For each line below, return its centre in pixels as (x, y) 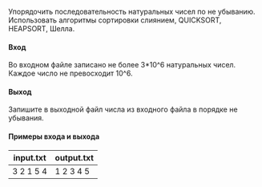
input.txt (30, 157)
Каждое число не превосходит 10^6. (71, 73)
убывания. (26, 118)
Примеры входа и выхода (54, 136)
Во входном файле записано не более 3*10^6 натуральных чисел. (122, 65)
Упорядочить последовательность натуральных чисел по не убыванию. (132, 12)
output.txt (75, 157)
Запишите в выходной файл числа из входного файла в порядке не (123, 110)
